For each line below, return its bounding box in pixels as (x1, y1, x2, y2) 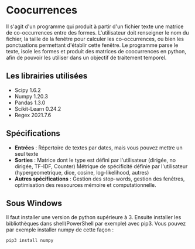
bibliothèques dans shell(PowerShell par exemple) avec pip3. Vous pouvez (6, 220, 186, 227)
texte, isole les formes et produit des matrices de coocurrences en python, (6, 47, 186, 54)
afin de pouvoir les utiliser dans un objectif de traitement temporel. (6, 54, 167, 61)
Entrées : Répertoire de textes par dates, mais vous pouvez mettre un (14, 144, 183, 151)
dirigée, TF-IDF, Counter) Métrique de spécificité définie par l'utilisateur (14, 162, 188, 170)
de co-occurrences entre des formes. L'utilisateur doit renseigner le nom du (6, 29, 189, 36)
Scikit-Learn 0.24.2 (14, 105, 61, 112)
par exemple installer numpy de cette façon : (6, 226, 114, 233)
